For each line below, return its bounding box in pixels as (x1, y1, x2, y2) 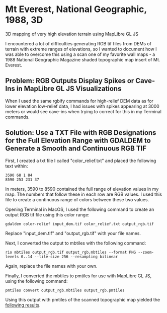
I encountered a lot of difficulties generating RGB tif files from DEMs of (5, 40, 152, 46)
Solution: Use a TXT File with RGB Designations (5, 128, 156, 137)
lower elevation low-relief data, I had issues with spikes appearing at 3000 (5, 103, 159, 109)
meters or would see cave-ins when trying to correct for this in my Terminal (5, 108, 162, 114)
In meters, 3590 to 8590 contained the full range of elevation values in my (5, 186, 159, 192)
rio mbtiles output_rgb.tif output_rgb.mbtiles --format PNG (5, 250, 136, 255)
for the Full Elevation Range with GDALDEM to (5, 136, 151, 145)
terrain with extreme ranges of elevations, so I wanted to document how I (5, 46, 157, 52)
